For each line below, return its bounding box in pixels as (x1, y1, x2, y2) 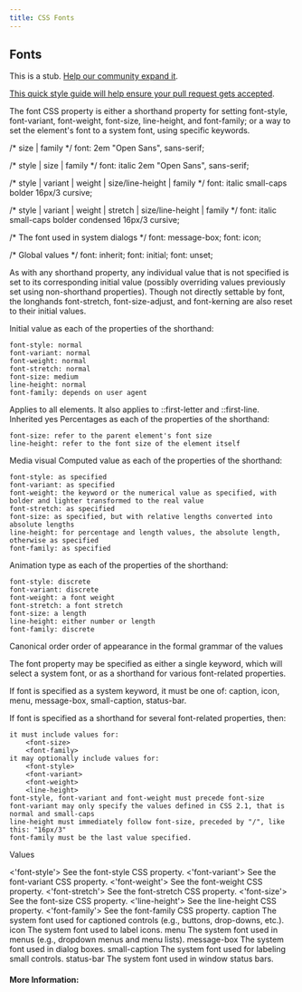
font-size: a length (9, 609, 88, 619)
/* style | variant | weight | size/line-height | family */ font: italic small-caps (9, 178, 288, 188)
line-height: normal (9, 380, 88, 390)
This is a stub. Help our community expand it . (9, 71, 179, 82)
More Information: (9, 975, 80, 986)
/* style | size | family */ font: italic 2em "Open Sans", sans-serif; (9, 160, 250, 171)
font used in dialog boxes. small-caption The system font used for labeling (9, 944, 287, 955)
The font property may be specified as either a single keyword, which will (9, 659, 283, 669)
